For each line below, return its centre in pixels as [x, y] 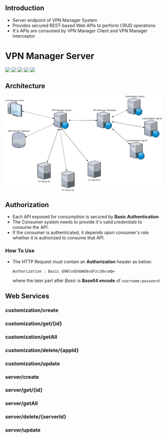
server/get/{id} [24, 390]
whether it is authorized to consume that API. [59, 238]
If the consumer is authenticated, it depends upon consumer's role [81, 232]
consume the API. [30, 227]
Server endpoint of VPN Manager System [55, 20]
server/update [23, 430]
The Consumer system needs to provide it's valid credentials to [77, 222]
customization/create [32, 310]
